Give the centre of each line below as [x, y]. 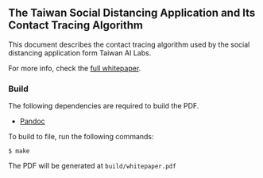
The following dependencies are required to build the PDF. [104, 106]
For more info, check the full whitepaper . [75, 68]
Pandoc [32, 121]
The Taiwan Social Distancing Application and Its [132, 13]
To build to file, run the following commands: [81, 137]
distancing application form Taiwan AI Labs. [80, 53]
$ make [19, 151]
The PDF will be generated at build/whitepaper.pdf [92, 166]
